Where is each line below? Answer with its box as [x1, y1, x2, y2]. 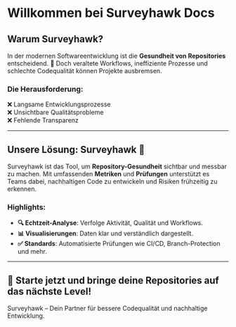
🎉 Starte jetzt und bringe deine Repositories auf [7, 274, 219, 286]
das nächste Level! [7, 285, 92, 297]
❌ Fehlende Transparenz [7, 116, 79, 125]
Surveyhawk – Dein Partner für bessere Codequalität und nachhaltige [7, 304, 208, 313]
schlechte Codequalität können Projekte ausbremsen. [7, 67, 163, 75]
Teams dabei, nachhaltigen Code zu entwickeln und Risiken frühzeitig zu [7, 178, 218, 186]
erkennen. [7, 185, 37, 193]
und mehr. [17, 247, 47, 256]
